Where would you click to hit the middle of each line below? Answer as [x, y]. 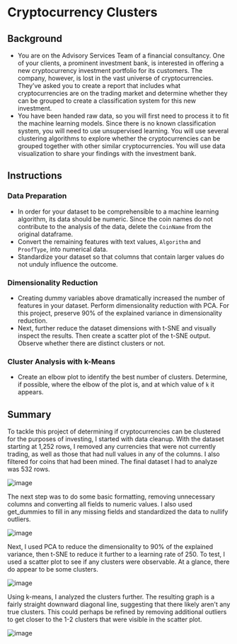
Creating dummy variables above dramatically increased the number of [121, 298]
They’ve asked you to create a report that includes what [99, 85]
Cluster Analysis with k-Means [61, 361]
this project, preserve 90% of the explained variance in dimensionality [120, 313]
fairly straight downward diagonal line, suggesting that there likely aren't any [119, 604]
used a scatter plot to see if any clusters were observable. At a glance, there [118, 562]
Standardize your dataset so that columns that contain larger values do [121, 257]
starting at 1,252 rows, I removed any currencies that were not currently [112, 447]
